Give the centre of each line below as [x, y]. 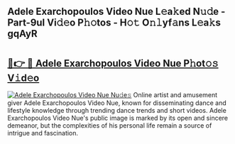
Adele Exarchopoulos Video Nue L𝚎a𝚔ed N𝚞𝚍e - [116, 12]
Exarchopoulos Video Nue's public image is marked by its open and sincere [118, 118]
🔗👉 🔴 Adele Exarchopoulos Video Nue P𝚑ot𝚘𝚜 [113, 63]
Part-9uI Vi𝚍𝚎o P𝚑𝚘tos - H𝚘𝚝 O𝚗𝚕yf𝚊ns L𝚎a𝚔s [114, 23]
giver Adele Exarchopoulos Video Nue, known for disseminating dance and [117, 103]
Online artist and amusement [175, 95]
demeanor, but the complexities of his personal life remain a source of [110, 126]
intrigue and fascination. [43, 133]
